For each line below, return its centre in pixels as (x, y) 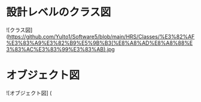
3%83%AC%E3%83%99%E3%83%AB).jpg (60, 49)
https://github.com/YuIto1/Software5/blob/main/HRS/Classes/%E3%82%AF (101, 36)
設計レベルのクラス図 (59, 12)
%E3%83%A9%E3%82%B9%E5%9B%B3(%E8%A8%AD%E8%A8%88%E (100, 43)
